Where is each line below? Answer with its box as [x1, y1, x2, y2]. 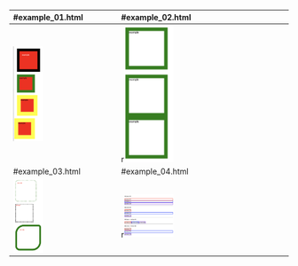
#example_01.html [12, 12, 84, 22]
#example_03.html [12, 166, 82, 176]
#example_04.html [121, 166, 189, 176]
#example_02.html [121, 12, 192, 22]
